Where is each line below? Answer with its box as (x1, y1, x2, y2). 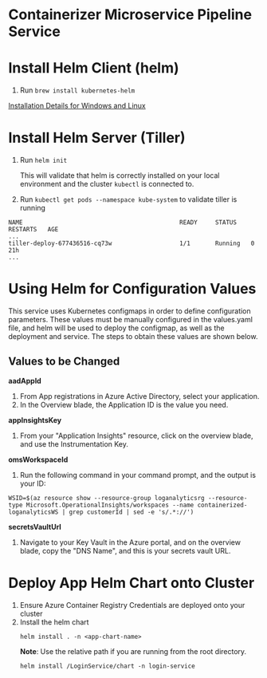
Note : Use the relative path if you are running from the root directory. (19, 646, 247, 656)
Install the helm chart (19, 617, 89, 627)
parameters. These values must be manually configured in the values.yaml (8, 315, 253, 324)
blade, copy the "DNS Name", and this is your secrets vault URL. (19, 546, 231, 555)
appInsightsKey (8, 415, 62, 424)
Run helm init (19, 156, 68, 165)
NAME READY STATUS (8, 219, 238, 227)
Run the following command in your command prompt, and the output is (19, 470, 257, 479)
